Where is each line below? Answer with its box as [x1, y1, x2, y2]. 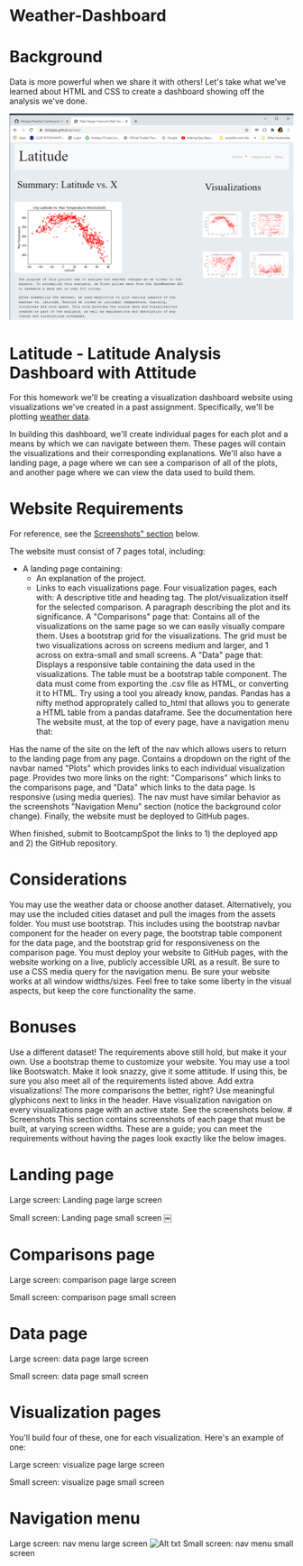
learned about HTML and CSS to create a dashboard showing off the [9, 87, 264, 97]
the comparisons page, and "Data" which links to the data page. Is [9, 782, 256, 793]
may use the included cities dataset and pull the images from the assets [9, 909, 277, 920]
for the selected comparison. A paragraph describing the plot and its [35, 601, 291, 613]
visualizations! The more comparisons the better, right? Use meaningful [9, 1085, 275, 1096]
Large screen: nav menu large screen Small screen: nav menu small [9, 1538, 294, 1549]
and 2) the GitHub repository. [9, 838, 118, 848]
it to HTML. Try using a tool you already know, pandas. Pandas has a [35, 688, 291, 699]
